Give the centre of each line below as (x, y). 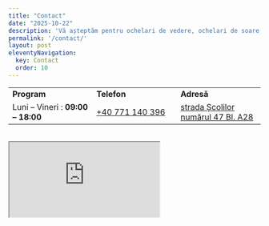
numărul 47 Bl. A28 (217, 117)
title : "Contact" (37, 16)
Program (29, 94)
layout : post (30, 46)
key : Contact (37, 61)
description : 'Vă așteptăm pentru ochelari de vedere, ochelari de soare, (136, 30)
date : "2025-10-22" (41, 23)
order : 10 (32, 68)
